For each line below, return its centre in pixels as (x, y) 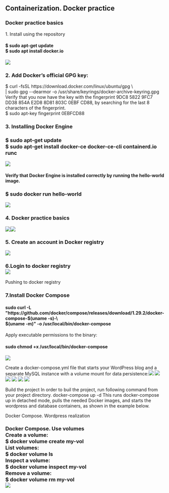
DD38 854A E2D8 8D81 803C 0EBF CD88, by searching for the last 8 (77, 103)
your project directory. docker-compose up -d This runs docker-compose (82, 395)
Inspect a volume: (28, 460)
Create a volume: (27, 435)
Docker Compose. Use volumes (45, 429)
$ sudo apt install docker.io (35, 51)
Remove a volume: (28, 473)
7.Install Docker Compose (38, 295)
